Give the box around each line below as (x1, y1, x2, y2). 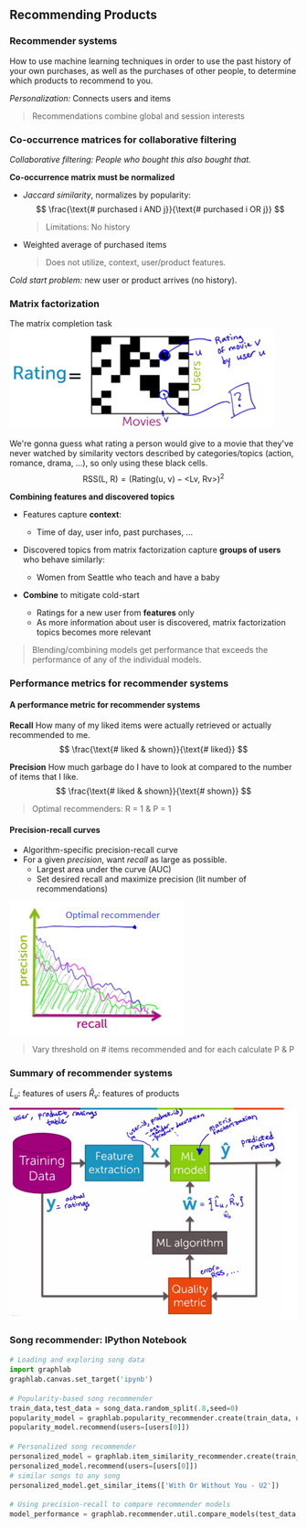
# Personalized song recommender (9, 1442, 137, 1452)
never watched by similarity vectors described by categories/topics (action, (9, 448, 294, 459)
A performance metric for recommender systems (9, 700, 201, 711)
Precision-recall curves (9, 824, 101, 835)
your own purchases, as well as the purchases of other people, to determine (9, 65, 297, 76)
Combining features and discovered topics (9, 491, 175, 502)
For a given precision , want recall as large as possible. (22, 854, 228, 865)
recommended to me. (9, 730, 91, 741)
